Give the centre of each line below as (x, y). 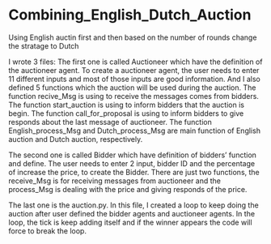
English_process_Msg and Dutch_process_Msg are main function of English (135, 131)
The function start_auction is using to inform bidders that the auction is (127, 105)
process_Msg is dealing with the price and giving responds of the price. (128, 189)
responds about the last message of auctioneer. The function (110, 122)
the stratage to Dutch (44, 45)
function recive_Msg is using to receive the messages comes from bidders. (133, 96)
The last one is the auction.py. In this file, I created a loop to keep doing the (133, 205)
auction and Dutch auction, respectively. (76, 139)
